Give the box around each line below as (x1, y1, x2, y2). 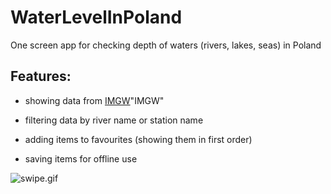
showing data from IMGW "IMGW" (24, 94, 165, 106)
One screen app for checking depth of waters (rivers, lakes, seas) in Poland (10, 39, 322, 51)
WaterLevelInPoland (10, 6, 183, 29)
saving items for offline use (24, 152, 138, 165)
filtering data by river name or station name (24, 114, 204, 126)
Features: (10, 68, 72, 85)
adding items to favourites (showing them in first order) (24, 133, 253, 145)
